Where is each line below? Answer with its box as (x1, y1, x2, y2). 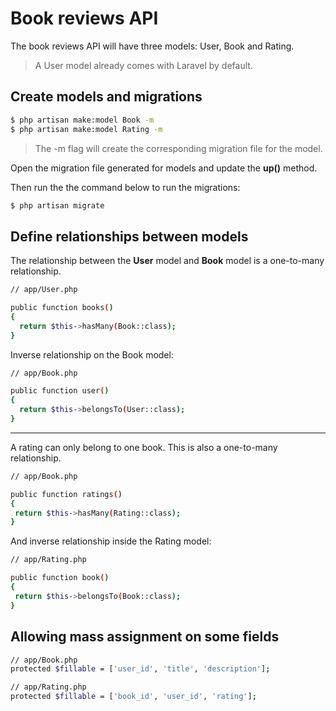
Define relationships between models (10, 228, 249, 245)
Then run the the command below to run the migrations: (10, 181, 241, 193)
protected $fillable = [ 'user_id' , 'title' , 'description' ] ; (10, 664, 271, 674)
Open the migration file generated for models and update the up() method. (10, 162, 318, 174)
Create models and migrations (10, 88, 203, 106)
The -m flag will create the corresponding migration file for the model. (34, 142, 323, 154)
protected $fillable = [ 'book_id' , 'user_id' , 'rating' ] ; (10, 692, 257, 702)
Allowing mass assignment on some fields (10, 628, 280, 646)
